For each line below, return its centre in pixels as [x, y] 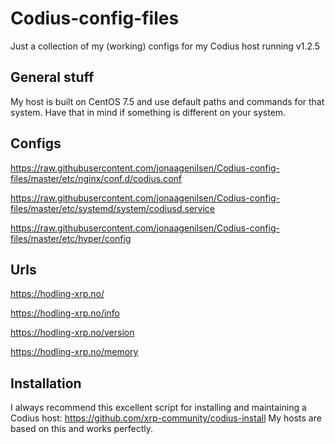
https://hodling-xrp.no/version [72, 333]
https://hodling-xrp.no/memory [74, 352]
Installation [46, 383]
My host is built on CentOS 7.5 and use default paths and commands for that [167, 101]
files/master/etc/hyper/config [71, 238]
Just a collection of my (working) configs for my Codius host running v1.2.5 [165, 46]
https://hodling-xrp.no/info [65, 313]
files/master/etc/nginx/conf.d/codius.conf [96, 178]
